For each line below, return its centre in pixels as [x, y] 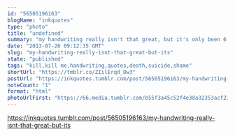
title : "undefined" [36, 33]
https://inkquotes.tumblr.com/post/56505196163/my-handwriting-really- [111, 118]
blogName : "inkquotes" [40, 20]
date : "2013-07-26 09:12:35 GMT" [56, 46]
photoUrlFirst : [29, 98]
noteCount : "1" [29, 85]
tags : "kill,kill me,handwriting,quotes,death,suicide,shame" [100, 66]
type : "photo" [28, 27]
